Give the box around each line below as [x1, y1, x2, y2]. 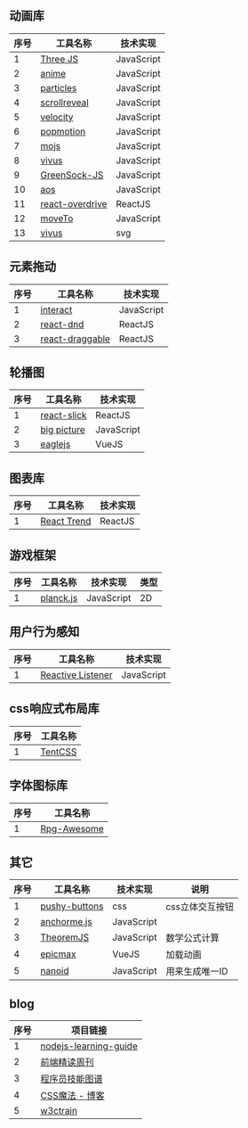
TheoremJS [40, 931, 90, 943]
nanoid [40, 965, 69, 977]
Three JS [40, 53, 78, 65]
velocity [40, 111, 74, 123]
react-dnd [40, 317, 84, 330]
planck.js [40, 592, 78, 605]
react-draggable [40, 333, 111, 345]
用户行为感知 [9, 624, 80, 639]
